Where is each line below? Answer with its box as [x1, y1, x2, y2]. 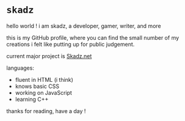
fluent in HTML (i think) [15, 76, 73, 83]
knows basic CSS [15, 82, 60, 90]
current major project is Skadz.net [6, 52, 92, 59]
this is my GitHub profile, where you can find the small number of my [6, 34, 180, 41]
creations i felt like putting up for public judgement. [6, 40, 135, 48]
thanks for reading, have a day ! [6, 107, 86, 114]
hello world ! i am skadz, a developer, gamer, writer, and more [6, 22, 161, 29]
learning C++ [15, 95, 49, 103]
